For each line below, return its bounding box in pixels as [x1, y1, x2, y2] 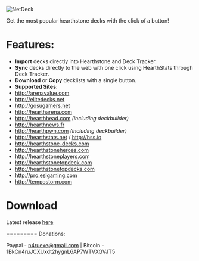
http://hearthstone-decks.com [14, 140, 89, 147]
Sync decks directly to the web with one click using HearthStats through [14, 64, 193, 71]
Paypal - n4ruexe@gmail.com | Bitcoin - [6, 241, 104, 248]
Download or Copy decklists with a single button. [14, 76, 137, 83]
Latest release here [6, 218, 54, 226]
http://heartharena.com [14, 108, 73, 116]
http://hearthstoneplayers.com [14, 153, 91, 160]
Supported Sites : [14, 83, 58, 90]
